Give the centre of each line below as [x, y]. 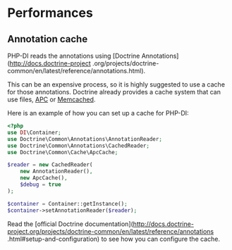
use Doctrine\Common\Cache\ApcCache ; [63, 152]
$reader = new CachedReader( [50, 165]
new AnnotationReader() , [56, 171]
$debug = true [41, 185]
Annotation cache [48, 39]
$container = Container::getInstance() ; [68, 204]
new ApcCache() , [44, 178]
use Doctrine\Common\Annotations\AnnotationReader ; [85, 139]
